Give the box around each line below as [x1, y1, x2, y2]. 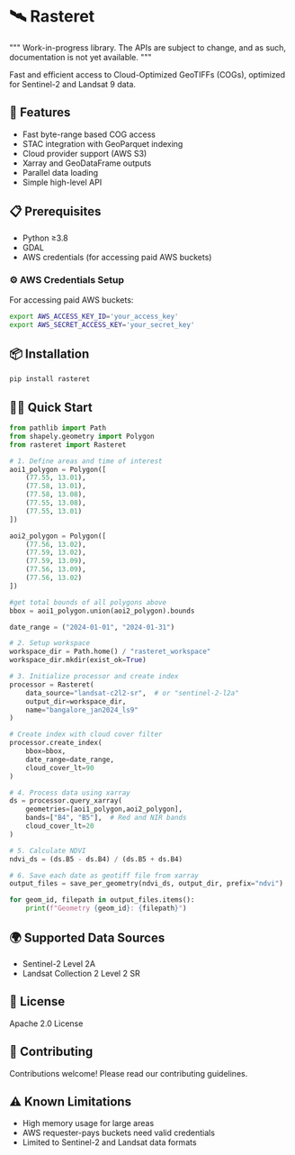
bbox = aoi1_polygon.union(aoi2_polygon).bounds [9, 606, 195, 615]
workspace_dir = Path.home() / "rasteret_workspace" [9, 647, 211, 657]
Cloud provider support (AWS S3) [22, 148, 147, 159]
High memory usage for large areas [22, 1118, 155, 1129]
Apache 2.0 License [9, 1018, 84, 1029]
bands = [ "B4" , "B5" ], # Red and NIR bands [25, 814, 187, 823]
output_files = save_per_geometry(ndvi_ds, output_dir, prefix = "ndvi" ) [9, 879, 283, 888]
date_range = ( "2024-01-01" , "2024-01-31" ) [9, 623, 175, 632]
